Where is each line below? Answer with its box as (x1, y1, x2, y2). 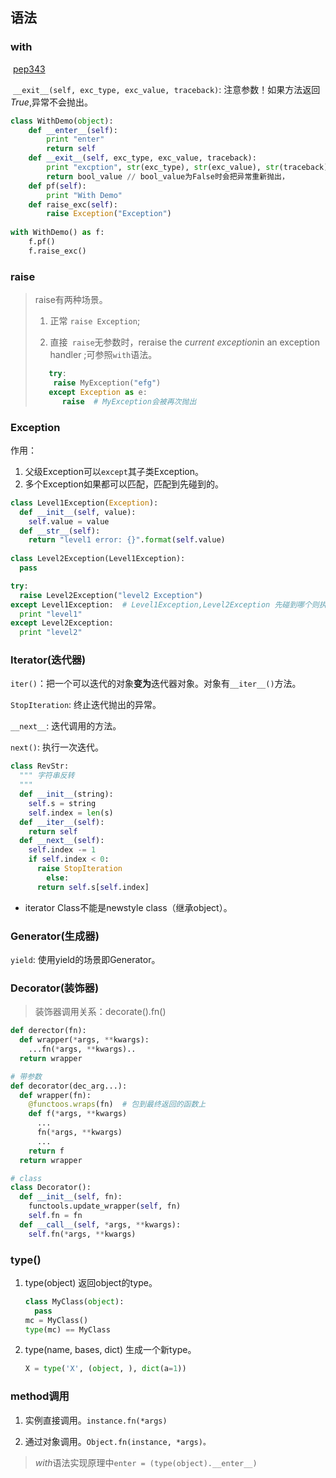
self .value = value (28, 516, 110, 527)
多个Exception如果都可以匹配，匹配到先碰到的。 (24, 478, 224, 490)
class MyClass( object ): (24, 1296, 125, 1307)
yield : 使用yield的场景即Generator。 (10, 954, 161, 965)
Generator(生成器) (10, 929, 100, 943)
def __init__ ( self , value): (19, 507, 137, 517)
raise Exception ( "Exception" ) (46, 209, 172, 219)
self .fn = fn (28, 1211, 83, 1221)
